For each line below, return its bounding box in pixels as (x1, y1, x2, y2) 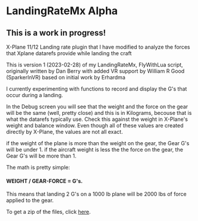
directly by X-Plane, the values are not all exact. (6, 129, 123, 135)
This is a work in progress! (6, 28, 106, 38)
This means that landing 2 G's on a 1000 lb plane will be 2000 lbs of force (6, 191, 187, 198)
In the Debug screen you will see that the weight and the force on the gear (6, 103, 188, 110)
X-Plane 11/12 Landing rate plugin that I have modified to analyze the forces (6, 43, 190, 50)
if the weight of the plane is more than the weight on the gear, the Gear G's (6, 140, 190, 146)
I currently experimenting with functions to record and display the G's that (6, 85, 187, 92)
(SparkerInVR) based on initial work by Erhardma (6, 74, 126, 81)
